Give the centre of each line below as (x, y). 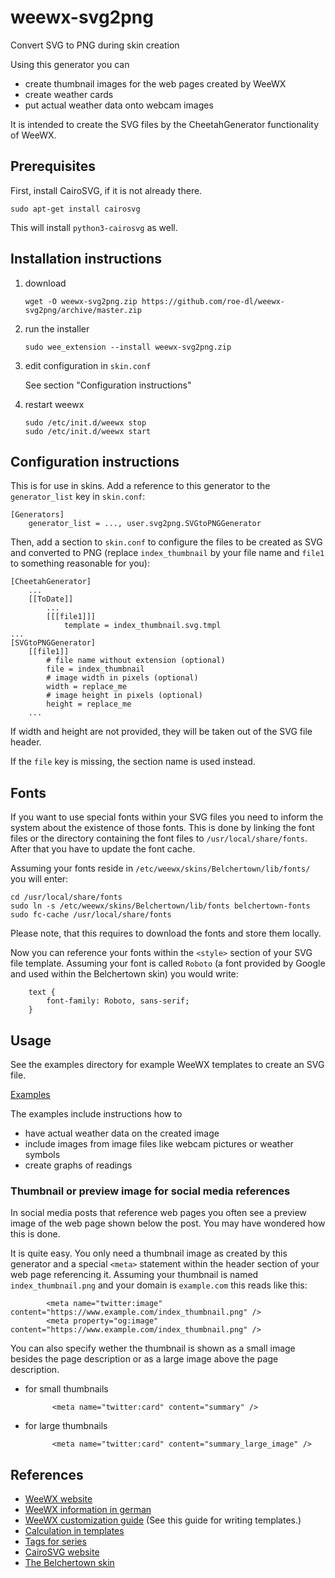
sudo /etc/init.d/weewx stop (85, 422)
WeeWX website (58, 1499)
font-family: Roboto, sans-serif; (118, 1001)
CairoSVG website (62, 1552)
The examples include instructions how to (96, 1114)
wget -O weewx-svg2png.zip (81, 301)
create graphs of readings (78, 1165)
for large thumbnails (66, 1426)
